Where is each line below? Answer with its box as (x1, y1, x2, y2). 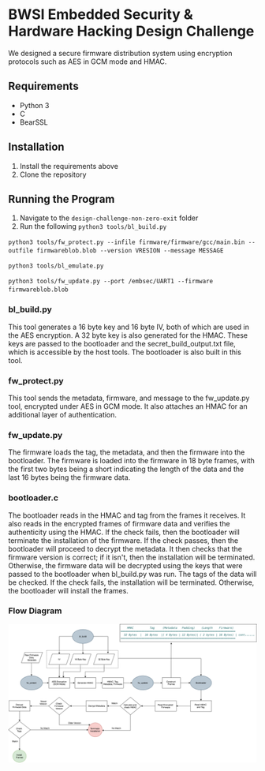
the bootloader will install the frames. (8, 586, 129, 595)
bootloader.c (8, 492, 59, 503)
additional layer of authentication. (8, 410, 117, 419)
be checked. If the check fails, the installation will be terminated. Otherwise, (8, 578, 255, 587)
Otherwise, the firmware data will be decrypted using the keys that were (8, 560, 243, 570)
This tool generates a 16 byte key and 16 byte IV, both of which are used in (8, 322, 250, 331)
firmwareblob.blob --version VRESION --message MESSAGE (36, 247, 224, 255)
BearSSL (19, 117, 49, 127)
